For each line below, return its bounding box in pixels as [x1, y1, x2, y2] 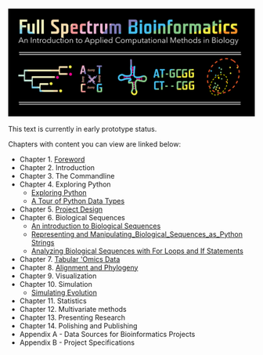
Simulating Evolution [31, 288, 98, 297]
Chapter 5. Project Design [19, 205, 103, 214]
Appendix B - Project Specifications [19, 338, 135, 347]
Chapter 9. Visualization [19, 271, 97, 281]
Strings [31, 237, 55, 247]
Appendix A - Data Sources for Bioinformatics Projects [19, 329, 196, 339]
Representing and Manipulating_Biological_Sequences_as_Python [31, 229, 243, 239]
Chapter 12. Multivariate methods [19, 304, 127, 313]
